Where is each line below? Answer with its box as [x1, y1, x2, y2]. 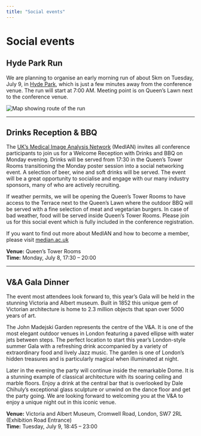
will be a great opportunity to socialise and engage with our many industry [6, 175, 190, 182]
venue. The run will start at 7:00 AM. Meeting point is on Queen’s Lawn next [6, 87, 193, 94]
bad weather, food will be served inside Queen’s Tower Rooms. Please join [6, 212, 190, 219]
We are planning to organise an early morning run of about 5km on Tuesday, [6, 74, 194, 81]
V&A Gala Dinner [6, 277, 70, 287]
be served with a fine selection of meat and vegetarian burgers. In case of [6, 205, 189, 213]
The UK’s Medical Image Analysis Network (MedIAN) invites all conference [6, 143, 190, 151]
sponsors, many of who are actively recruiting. [6, 182, 121, 189]
